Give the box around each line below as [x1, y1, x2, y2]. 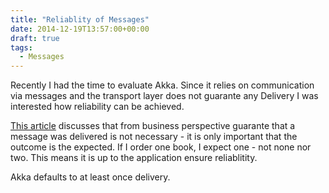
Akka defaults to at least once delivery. [10, 171, 171, 183]
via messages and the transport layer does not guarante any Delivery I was [10, 90, 319, 102]
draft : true [10, 33, 60, 43]
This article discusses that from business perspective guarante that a [10, 120, 296, 132]
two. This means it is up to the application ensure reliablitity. [10, 152, 258, 164]
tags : [10, 42, 33, 53]
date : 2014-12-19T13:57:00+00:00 [10, 24, 150, 34]
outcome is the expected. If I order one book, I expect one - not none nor [10, 141, 312, 153]
